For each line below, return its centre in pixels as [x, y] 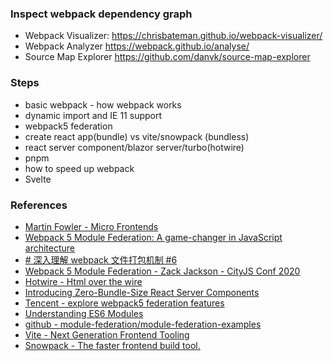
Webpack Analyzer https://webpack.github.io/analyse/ [137, 46]
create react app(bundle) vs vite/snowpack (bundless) [137, 136]
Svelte [38, 179]
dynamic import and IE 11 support [93, 115]
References [39, 205]
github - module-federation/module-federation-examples [143, 324]
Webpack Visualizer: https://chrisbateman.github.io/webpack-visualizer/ [173, 36]
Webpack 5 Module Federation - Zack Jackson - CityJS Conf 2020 [162, 271]
